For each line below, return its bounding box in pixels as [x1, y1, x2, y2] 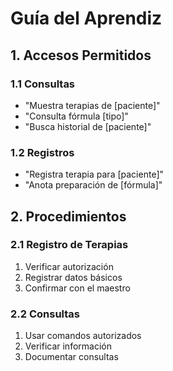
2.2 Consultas [10, 307, 81, 321]
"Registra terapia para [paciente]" [24, 168, 165, 181]
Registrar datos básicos [24, 271, 123, 283]
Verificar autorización [24, 260, 114, 272]
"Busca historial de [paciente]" [24, 120, 152, 132]
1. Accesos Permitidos [10, 47, 152, 64]
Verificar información [24, 340, 112, 352]
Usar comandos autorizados [24, 330, 142, 342]
